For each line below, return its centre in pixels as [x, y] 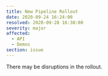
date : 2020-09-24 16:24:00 [39, 17]
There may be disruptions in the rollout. [54, 67]
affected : [18, 34]
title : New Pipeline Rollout [42, 11]
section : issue [25, 50]
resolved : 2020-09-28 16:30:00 [45, 22]
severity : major [26, 28]
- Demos [21, 45]
